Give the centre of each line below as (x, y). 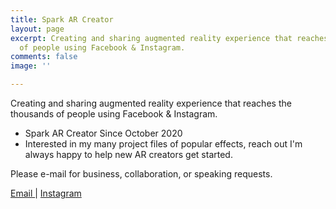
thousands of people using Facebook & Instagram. (114, 114)
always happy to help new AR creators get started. (128, 154)
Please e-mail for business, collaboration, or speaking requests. (141, 174)
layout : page (37, 29)
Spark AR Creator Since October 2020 (103, 133)
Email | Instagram (46, 193)
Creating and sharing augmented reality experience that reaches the (151, 103)
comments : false (44, 57)
